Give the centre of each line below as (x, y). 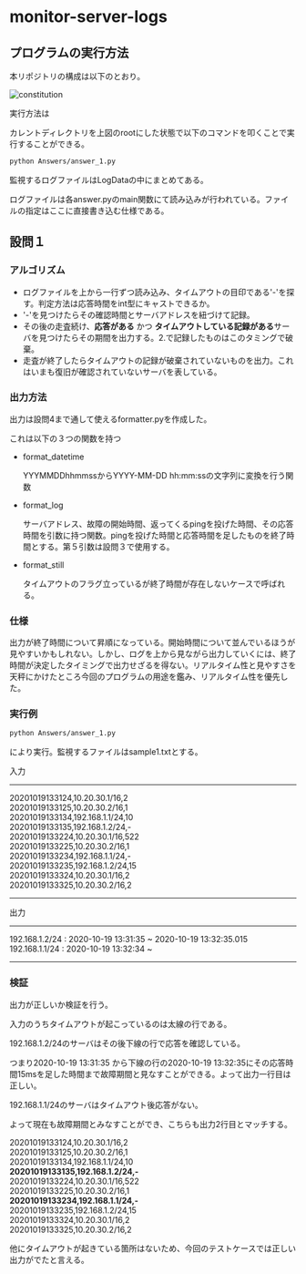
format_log (43, 505)
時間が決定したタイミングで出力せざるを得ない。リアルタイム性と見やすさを (153, 665)
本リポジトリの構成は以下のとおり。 (77, 76)
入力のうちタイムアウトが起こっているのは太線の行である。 (121, 1023)
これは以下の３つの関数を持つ (65, 438)
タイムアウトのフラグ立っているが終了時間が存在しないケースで (142, 583)
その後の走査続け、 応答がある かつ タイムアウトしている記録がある (148, 326)
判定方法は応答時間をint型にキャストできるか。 (127, 303)
